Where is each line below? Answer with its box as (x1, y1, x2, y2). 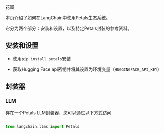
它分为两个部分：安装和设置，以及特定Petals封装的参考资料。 (5, 25, 132, 31)
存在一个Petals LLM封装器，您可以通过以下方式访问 (5, 109, 112, 116)
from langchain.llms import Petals (5, 124, 80, 129)
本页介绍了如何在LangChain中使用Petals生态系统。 (5, 15, 110, 21)
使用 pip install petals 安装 (12, 55, 71, 61)
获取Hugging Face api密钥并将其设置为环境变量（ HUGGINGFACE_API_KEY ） (12, 66, 162, 72)
